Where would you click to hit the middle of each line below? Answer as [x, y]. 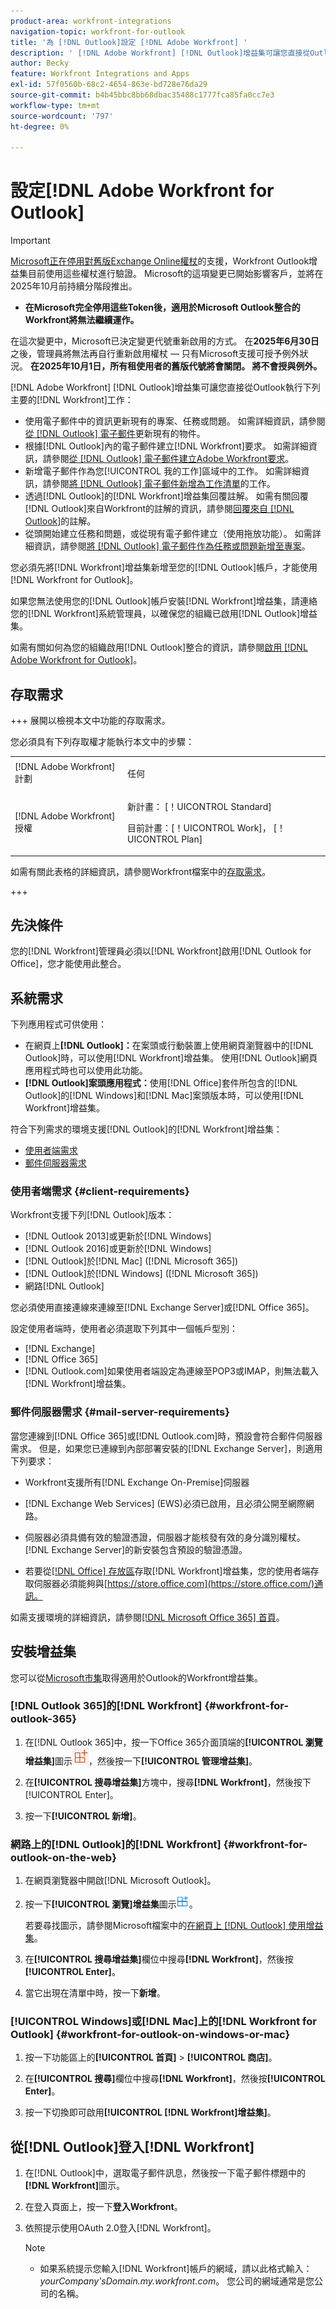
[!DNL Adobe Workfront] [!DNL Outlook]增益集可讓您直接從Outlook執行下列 [165, 387]
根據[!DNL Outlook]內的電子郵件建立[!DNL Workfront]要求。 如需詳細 [166, 446]
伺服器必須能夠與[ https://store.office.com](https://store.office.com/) [174, 1583]
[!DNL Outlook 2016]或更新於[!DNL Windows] [118, 1249]
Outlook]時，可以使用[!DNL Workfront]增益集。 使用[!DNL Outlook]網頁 [171, 1058]
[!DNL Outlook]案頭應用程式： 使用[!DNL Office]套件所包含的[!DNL [161, 1083]
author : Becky [40, 63]
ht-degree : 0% [40, 126]
